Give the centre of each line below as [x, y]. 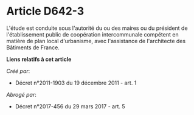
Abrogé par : [21, 94]
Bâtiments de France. [33, 47]
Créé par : [18, 71]
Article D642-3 [45, 11]
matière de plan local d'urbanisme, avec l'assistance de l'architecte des [96, 41]
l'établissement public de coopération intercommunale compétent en [92, 34]
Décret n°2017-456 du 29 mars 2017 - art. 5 [70, 106]
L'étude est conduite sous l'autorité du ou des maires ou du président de [97, 28]
